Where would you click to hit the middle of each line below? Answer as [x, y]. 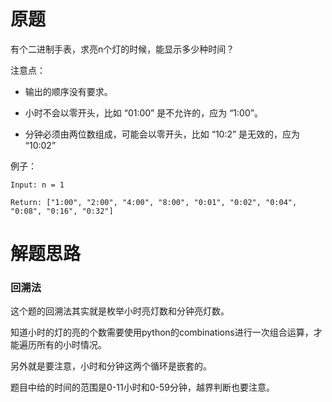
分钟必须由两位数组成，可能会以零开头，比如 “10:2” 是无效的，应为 [162, 134]
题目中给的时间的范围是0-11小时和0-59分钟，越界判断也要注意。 [142, 387]
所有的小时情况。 [71, 345]
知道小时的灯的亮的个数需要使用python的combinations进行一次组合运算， [162, 332]
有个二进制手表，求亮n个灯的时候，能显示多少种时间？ [122, 49]
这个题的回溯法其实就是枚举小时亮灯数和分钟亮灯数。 [120, 311]
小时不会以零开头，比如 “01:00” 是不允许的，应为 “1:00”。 [143, 112]
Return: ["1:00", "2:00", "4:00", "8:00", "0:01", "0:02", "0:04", [154, 202]
